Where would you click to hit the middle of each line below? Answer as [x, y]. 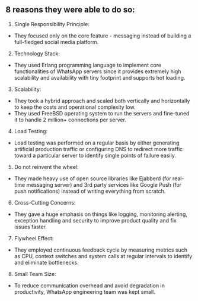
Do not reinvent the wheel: [47, 167]
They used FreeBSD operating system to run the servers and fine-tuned [102, 113]
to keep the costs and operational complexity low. [75, 107]
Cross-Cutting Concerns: [45, 202]
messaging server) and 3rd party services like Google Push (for [104, 184]
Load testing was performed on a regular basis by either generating [97, 143]
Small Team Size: [35, 274]
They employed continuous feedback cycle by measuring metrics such [101, 250]
